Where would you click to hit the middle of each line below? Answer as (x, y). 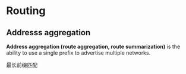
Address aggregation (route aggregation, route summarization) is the (93, 46)
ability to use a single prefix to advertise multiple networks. (78, 53)
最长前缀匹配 (22, 65)
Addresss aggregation (48, 33)
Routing (26, 11)
